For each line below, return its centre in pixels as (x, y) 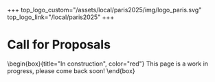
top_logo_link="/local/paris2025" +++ (61, 17)
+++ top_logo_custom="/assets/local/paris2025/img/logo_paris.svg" (104, 10)
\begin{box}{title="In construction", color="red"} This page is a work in (107, 64)
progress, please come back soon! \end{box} (71, 70)
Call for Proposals (59, 45)
